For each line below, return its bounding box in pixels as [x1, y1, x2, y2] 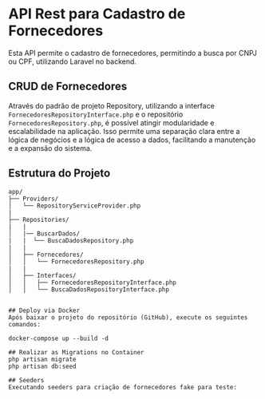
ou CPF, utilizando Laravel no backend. [8, 57, 137, 66]
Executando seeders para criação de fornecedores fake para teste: [8, 383, 238, 391]
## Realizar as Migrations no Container [8, 348, 145, 356]
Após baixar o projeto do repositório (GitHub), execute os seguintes [8, 313, 248, 322]
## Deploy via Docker [8, 306, 81, 314]
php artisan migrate [8, 355, 77, 363]
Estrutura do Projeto [8, 167, 111, 180]
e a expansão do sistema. [8, 143, 93, 152]
